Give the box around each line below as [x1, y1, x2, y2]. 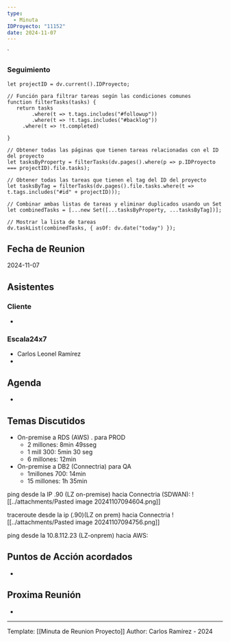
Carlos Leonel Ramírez [16, 350, 81, 358]
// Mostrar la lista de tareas [7, 219, 97, 225]
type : [7, 10, 23, 17]
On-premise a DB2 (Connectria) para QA [16, 462, 131, 470]
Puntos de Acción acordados [7, 551, 133, 563]
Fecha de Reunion [7, 243, 86, 254]
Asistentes [7, 281, 55, 293]
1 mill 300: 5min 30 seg [27, 447, 93, 456]
